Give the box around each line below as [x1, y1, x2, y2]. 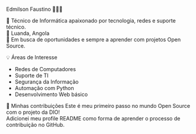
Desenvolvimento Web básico [14, 91, 88, 98]
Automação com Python [14, 85, 74, 91]
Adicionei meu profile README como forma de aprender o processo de [6, 115, 181, 122]
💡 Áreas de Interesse [6, 54, 58, 60]
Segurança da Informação [14, 78, 79, 85]
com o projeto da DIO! [6, 109, 61, 116]
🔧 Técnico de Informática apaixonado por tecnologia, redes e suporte [6, 17, 176, 24]
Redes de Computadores [14, 66, 76, 72]
